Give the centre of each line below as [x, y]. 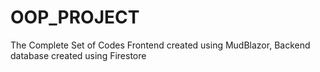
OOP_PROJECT [75, 17]
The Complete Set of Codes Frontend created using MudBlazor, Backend [160, 45]
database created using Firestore [78, 55]
